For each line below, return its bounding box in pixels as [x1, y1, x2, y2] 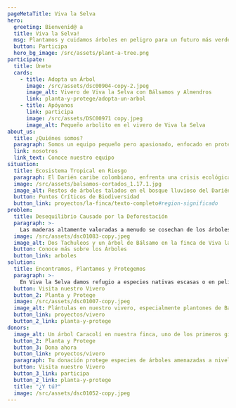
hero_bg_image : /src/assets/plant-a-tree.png [13, 50, 150, 57]
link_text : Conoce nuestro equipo [13, 154, 114, 162]
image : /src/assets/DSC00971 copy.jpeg [25, 115, 143, 122]
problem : [7, 207, 33, 214]
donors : [7, 324, 30, 331]
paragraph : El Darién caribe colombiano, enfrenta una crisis [13, 174, 199, 181]
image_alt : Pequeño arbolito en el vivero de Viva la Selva [25, 121, 206, 129]
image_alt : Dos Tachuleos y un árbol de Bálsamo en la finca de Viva [13, 239, 221, 246]
